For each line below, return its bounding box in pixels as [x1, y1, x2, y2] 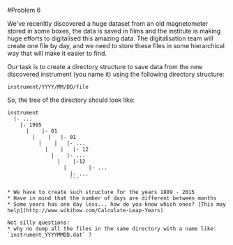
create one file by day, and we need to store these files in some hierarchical [7, 42, 225, 50]
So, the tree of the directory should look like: [7, 96, 135, 104]
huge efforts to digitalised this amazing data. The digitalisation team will [7, 34, 213, 43]
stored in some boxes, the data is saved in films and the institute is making [7, 27, 221, 35]
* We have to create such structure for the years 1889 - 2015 [7, 188, 195, 195]
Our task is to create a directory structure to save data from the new [7, 63, 203, 70]
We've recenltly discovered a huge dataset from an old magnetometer [7, 20, 209, 27]
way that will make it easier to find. [7, 49, 107, 57]
